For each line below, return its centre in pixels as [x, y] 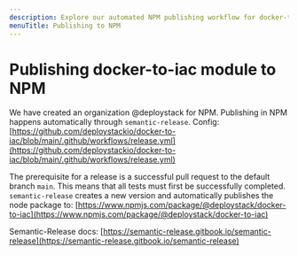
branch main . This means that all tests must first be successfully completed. [148, 186]
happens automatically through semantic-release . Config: [114, 122]
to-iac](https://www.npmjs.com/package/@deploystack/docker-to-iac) [139, 214]
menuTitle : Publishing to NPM [65, 26]
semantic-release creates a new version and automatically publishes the [141, 196]
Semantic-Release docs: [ [56, 232]
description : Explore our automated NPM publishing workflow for [132, 17]
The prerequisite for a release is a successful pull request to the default [140, 177]
